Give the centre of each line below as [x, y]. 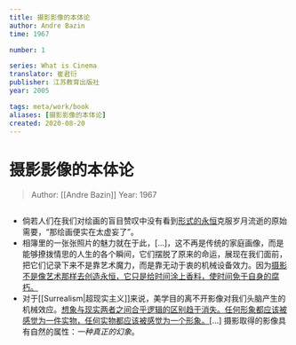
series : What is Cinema [53, 66]
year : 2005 [29, 90]
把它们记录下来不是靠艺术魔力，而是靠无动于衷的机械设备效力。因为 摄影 [154, 265]
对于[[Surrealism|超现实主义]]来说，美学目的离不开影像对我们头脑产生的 [154, 299]
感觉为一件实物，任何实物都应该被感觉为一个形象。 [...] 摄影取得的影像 [150, 321]
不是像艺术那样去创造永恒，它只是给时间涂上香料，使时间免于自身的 [147, 277]
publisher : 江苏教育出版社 [55, 82]
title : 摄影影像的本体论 [50, 17]
